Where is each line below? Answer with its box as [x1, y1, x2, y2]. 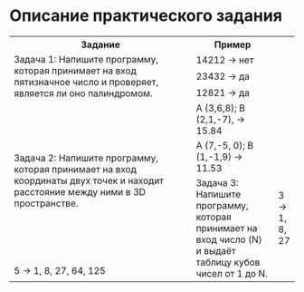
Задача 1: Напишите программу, [14, 53, 158, 65]
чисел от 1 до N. [195, 267, 269, 279]
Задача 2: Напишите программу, [14, 151, 158, 164]
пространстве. [14, 197, 79, 209]
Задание [81, 38, 120, 51]
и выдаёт [195, 244, 237, 257]
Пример [214, 38, 252, 51]
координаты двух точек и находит [14, 174, 165, 187]
